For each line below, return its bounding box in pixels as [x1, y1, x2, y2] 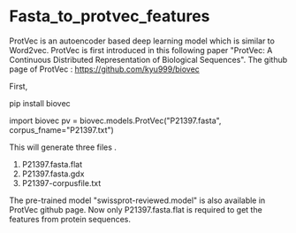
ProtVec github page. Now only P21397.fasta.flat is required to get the [9, 204, 262, 214]
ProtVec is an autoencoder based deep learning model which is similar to [9, 35, 276, 46]
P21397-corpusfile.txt [21, 177, 102, 188]
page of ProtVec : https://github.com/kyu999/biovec [9, 64, 201, 74]
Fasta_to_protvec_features [9, 6, 210, 27]
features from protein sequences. [9, 214, 131, 224]
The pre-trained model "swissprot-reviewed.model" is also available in [9, 195, 266, 206]
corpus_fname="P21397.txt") [9, 124, 115, 135]
